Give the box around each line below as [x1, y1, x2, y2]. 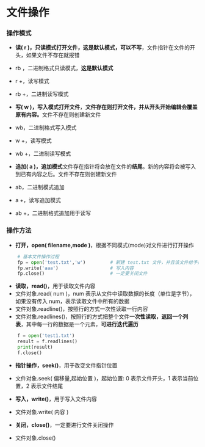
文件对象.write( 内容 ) [15, 408, 69, 415]
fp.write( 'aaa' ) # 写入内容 [17, 265, 134, 271]
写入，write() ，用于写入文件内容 [15, 395, 98, 402]
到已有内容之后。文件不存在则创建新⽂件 [15, 170, 117, 178]
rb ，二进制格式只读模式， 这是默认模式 [15, 65, 113, 72]
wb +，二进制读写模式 [15, 150, 71, 158]
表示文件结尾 [31, 382, 63, 390]
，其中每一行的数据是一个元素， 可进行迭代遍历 [20, 321, 138, 328]
